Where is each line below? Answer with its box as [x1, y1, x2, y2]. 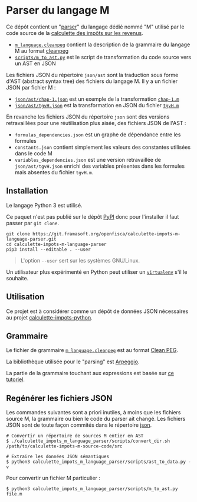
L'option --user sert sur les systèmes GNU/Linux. [20, 257, 140, 264]
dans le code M [14, 149, 53, 157]
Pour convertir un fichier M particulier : [6, 475, 100, 482]
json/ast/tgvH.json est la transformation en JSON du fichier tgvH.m [14, 101, 179, 108]
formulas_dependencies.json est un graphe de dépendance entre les [14, 131, 181, 138]
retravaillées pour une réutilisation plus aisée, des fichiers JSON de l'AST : [6, 119, 186, 126]
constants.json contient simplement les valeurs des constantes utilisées [14, 143, 191, 151]
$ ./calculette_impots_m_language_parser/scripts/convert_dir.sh [6, 438, 170, 445]
